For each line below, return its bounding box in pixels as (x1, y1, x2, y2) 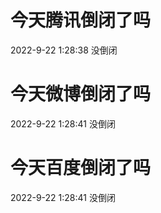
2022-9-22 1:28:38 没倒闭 (10, 44, 118, 56)
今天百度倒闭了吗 (10, 157, 152, 180)
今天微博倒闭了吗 (10, 83, 152, 106)
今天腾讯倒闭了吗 (10, 9, 152, 32)
